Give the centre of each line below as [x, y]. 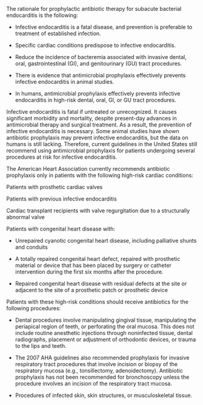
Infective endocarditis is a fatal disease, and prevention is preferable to [104, 27]
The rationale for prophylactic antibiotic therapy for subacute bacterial [94, 9]
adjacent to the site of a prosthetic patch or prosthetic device [92, 290]
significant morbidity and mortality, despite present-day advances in [92, 118]
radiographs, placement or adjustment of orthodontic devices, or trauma [105, 339]
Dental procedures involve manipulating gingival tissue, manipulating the [106, 320]
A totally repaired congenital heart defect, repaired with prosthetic [98, 259]
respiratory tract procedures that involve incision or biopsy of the [96, 364]
